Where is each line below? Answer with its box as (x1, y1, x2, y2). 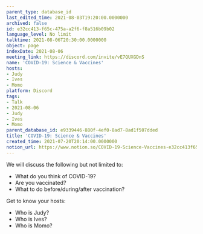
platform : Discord (6, 88, 53, 94)
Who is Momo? (14, 222, 53, 229)
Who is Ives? (14, 215, 47, 222)
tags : (6, 93, 20, 99)
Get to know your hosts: (6, 197, 66, 204)
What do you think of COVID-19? (14, 172, 96, 179)
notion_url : (6, 144, 36, 150)
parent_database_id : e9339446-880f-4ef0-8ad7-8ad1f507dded (6, 127, 158, 133)
